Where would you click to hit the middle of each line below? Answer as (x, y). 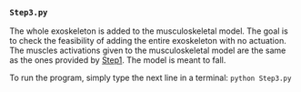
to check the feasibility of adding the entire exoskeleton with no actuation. (148, 41)
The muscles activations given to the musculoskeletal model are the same (148, 51)
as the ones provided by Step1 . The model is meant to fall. (118, 60)
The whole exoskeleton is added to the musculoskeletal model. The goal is (149, 31)
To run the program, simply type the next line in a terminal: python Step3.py (150, 78)
